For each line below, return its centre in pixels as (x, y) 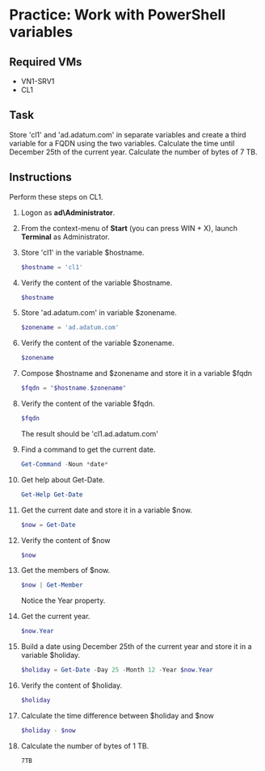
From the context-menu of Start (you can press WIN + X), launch (129, 228)
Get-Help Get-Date (52, 495)
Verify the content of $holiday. (72, 685)
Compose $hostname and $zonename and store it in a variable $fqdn (137, 373)
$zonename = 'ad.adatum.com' (70, 328)
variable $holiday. (50, 655)
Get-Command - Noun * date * (64, 464)
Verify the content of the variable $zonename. (97, 343)
